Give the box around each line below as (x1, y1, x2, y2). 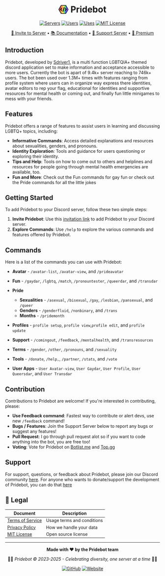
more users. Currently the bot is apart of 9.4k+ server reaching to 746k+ (5, 69, 151, 75)
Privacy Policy (7, 524, 36, 530)
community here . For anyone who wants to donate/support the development (5, 476, 160, 482)
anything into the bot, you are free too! (12, 439, 90, 444)
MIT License (7, 531, 32, 537)
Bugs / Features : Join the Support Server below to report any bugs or (12, 423, 154, 429)
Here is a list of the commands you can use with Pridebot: (5, 259, 122, 265)
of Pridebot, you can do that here (5, 482, 72, 488)
